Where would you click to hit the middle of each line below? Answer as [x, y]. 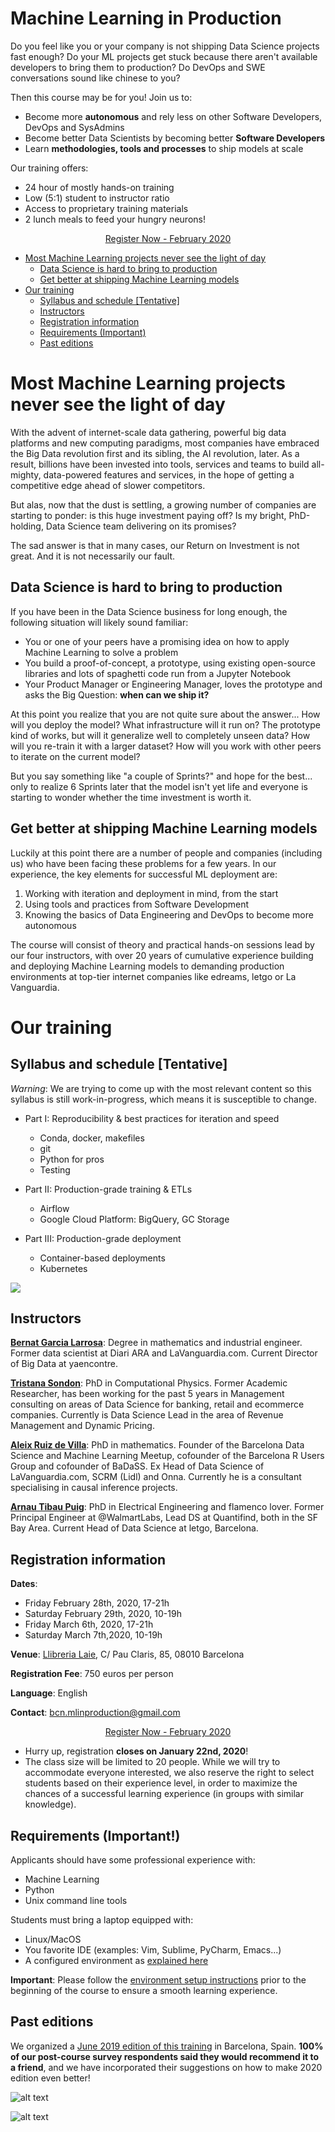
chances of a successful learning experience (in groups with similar [164, 1794]
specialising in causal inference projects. [94, 1488]
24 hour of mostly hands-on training [99, 187]
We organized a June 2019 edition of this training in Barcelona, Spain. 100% [167, 2046]
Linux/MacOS [53, 1939]
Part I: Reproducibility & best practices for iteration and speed [152, 1118]
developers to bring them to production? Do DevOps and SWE [138, 67]
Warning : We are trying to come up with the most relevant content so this [161, 1088]
